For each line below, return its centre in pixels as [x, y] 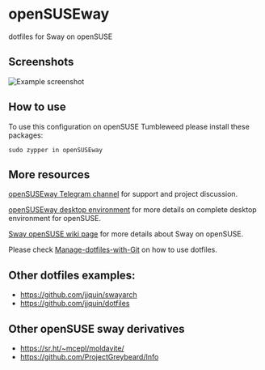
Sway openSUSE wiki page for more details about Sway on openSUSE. [126, 234]
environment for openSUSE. [55, 219]
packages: [26, 135]
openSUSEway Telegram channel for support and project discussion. [123, 194]
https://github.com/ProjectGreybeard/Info [89, 357]
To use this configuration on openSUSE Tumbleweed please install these [129, 126]
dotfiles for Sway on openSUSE [61, 36]
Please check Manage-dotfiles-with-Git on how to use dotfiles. [113, 250]
